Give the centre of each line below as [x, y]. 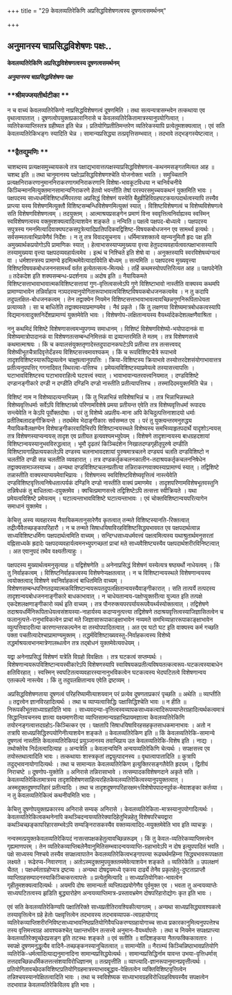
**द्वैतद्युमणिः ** [28, 152]
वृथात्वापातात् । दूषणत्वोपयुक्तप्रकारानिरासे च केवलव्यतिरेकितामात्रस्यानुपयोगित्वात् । [96, 118]
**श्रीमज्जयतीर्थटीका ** [38, 95]
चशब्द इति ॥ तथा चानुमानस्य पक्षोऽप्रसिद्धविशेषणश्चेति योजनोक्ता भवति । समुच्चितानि [97, 175]
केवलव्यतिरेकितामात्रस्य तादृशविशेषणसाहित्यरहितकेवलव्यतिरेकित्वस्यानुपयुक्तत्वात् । [96, 780]
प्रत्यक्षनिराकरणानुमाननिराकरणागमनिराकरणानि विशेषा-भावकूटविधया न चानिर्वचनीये [94, 183]
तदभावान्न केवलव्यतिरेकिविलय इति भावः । [51, 985]
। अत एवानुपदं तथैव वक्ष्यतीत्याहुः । [45, 551]
